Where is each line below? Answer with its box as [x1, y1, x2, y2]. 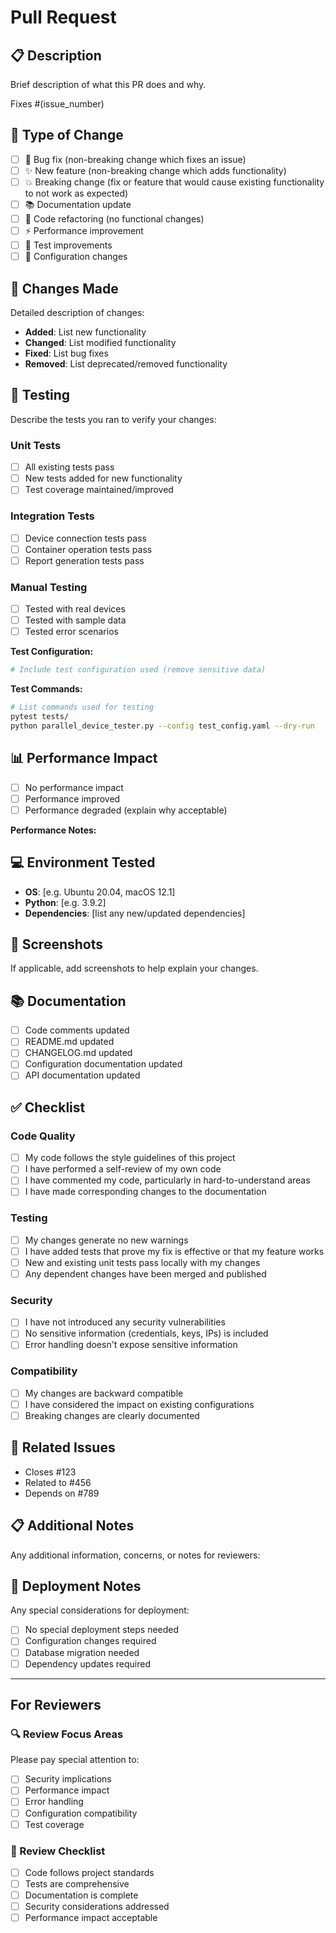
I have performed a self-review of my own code [24, 1163, 222, 1175]
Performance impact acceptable [24, 1912, 158, 1924]
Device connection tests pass [24, 532, 147, 544]
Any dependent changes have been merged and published [24, 1267, 267, 1280]
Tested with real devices [24, 603, 126, 615]
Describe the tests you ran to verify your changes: [10, 413, 217, 425]
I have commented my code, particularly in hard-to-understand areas [24, 1174, 311, 1186]
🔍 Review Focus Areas [10, 1727, 124, 1741]
